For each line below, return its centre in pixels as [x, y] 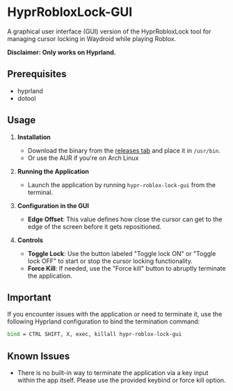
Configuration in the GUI [53, 205]
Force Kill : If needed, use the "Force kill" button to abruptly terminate [127, 268]
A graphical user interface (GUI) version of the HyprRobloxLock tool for [109, 31]
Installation [34, 137]
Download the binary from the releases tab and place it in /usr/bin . [124, 150]
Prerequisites [37, 74]
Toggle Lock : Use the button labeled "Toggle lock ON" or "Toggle [122, 253]
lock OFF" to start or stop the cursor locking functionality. [110, 261]
